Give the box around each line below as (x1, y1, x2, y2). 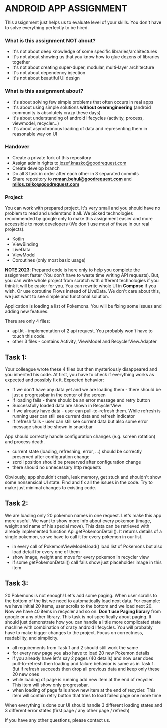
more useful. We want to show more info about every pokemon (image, (5, 518, 151, 524)
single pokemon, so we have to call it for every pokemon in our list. (5, 533, 143, 540)
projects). (5, 226, 25, 232)
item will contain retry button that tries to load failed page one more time (12, 692, 161, 698)
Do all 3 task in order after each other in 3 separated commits (12, 170, 139, 176)
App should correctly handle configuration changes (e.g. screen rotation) (5, 433, 156, 439)
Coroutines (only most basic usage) (12, 257, 86, 263)
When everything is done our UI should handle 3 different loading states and (5, 702, 162, 708)
